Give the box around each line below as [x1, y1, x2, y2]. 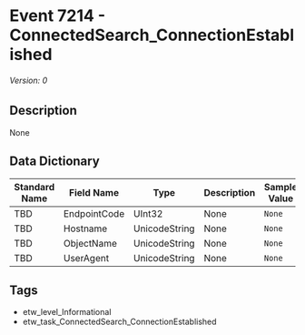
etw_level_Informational [22, 307, 112, 318]
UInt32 [133, 207, 163, 219]
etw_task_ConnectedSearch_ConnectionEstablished [22, 316, 217, 328]
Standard [14, 180, 55, 193]
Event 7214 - [9, 5, 106, 26]
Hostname [63, 222, 108, 235]
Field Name [69, 186, 120, 198]
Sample [263, 180, 298, 193]
